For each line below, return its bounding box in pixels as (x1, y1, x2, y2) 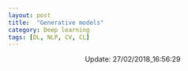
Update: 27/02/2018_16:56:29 (85, 55, 181, 64)
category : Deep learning (8, 26, 90, 34)
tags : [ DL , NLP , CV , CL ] (8, 33, 90, 41)
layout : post (8, 11, 51, 20)
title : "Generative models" (8, 19, 104, 27)
